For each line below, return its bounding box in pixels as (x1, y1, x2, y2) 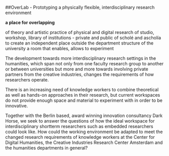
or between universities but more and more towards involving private (5, 66, 149, 72)
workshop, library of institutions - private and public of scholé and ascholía (5, 35, 161, 41)
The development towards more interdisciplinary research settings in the (5, 55, 156, 61)
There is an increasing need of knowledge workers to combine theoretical (5, 87, 159, 93)
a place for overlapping (5, 20, 55, 25)
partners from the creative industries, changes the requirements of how (5, 71, 154, 77)
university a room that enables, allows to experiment (5, 46, 114, 51)
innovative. (5, 103, 28, 108)
